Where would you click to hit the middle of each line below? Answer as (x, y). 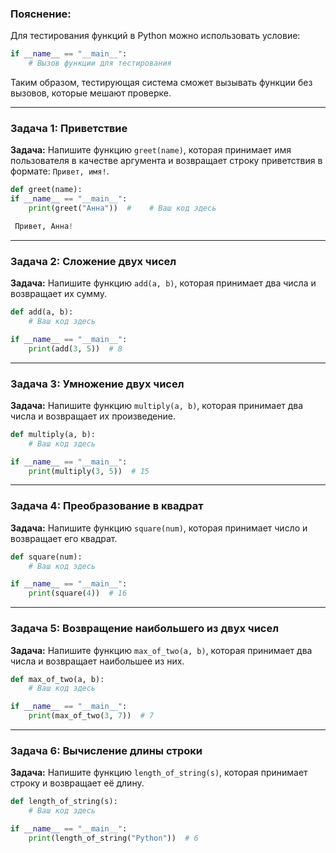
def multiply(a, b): (53, 434)
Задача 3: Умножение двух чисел (97, 384)
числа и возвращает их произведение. (93, 416)
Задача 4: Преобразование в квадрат (107, 506)
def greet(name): (46, 190)
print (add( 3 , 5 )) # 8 (75, 348)
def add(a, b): (42, 312)
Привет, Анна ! (44, 226)
